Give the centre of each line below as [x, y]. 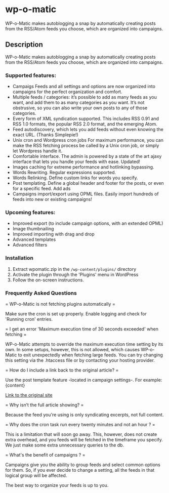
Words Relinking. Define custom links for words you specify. [75, 178]
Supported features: [31, 75]
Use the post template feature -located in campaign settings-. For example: [84, 380]
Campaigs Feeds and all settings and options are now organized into [84, 87]
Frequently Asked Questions [41, 293]
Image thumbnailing [33, 229]
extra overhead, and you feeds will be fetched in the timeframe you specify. [84, 439]
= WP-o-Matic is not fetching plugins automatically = [60, 304]
